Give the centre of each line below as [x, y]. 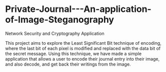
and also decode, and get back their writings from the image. [68, 64]
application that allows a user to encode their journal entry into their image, [82, 59]
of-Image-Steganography [59, 20]
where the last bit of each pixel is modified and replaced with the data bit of [83, 48]
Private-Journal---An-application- [78, 9]
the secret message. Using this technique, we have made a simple [73, 54]
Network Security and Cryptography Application [55, 33]
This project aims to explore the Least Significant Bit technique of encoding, [83, 43]
